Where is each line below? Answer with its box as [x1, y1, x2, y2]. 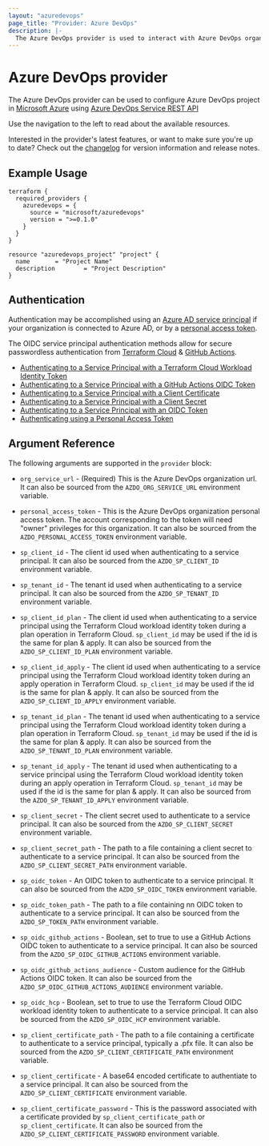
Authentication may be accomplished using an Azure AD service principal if [8, 314, 258, 324]
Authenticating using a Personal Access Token [19, 413, 174, 423]
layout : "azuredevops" [8, 11, 84, 20]
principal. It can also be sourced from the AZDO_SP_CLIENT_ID [19, 556, 219, 565]
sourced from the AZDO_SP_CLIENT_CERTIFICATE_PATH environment [19, 1047, 234, 1056]
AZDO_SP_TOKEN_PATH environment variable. [19, 916, 159, 926]
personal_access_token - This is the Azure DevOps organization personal [19, 506, 260, 516]
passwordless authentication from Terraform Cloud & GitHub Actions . [8, 347, 238, 356]
